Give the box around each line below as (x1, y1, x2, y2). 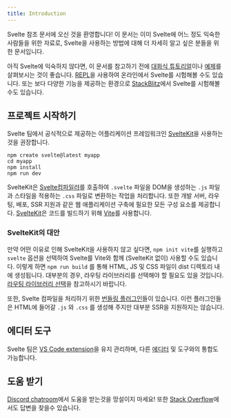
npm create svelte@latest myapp (7, 152, 100, 159)
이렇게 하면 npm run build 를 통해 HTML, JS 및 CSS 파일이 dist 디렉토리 (16, 262, 213, 270)
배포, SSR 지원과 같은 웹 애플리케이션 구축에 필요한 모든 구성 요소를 (16, 200, 197, 209)
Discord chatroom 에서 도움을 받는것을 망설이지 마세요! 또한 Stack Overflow (7, 395, 214, 403)
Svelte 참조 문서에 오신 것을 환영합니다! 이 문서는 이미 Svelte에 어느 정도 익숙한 (7, 30, 221, 38)
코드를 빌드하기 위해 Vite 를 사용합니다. (48, 209, 152, 218)
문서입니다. (14, 47, 45, 55)
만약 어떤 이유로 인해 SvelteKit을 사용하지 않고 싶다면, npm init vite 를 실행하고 (7, 245, 223, 253)
